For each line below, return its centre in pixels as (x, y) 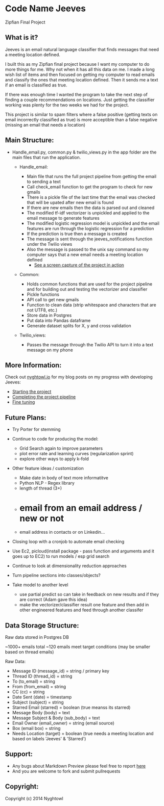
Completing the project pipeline (44, 397)
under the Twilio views (49, 244)
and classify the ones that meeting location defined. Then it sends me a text (82, 79)
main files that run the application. (47, 157)
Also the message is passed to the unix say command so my (88, 249)
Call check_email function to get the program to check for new (90, 186)
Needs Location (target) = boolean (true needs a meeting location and (83, 733)
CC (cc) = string (28, 692)
